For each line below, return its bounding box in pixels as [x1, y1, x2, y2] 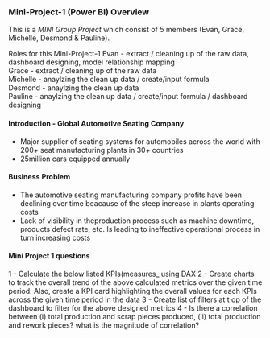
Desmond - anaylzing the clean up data [8, 83, 139, 93]
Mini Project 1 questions [8, 251, 90, 261]
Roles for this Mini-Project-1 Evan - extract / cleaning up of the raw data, [8, 49, 249, 59]
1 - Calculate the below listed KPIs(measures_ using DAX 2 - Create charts [8, 269, 255, 278]
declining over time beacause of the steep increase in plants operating [19, 198, 255, 208]
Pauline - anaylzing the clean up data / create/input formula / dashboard [8, 92, 248, 101]
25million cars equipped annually [19, 154, 131, 163]
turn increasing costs [19, 233, 91, 242]
